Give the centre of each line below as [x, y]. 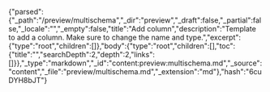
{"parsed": [26, 12]
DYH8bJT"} [28, 80]
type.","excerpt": [214, 37]
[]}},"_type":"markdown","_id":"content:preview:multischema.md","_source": [135, 63]
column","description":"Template [202, 29]
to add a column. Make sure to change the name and [96, 37]
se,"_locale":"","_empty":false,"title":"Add [77, 29]
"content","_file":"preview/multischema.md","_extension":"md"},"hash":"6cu [135, 71]
